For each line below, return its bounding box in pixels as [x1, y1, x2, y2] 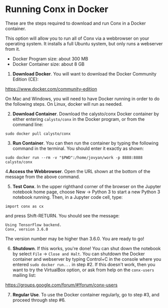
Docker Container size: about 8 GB [12, 61, 85, 67]
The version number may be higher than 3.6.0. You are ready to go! [5, 236, 144, 242]
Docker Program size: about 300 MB [12, 55, 89, 61]
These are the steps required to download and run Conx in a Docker [5, 20, 146, 26]
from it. [5, 46, 20, 52]
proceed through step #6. [12, 297, 66, 303]
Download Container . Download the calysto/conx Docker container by [12, 111, 159, 117]
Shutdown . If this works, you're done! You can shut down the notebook [12, 245, 161, 251]
